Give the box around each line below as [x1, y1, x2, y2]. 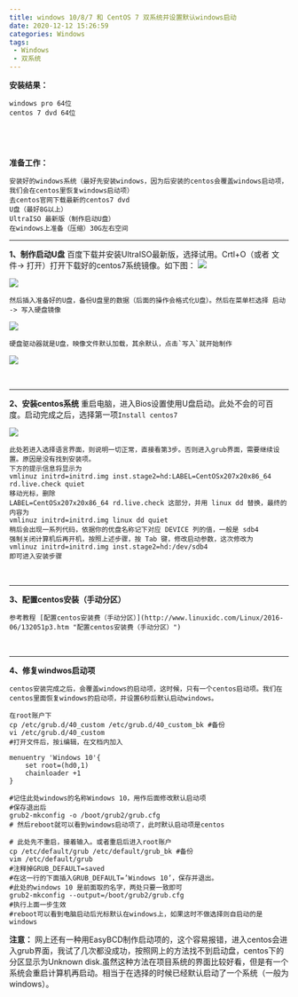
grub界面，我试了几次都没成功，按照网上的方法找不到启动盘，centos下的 [16, 945, 285, 955]
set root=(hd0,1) [25, 761, 90, 770]
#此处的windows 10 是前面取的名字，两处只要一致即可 [9, 882, 183, 892]
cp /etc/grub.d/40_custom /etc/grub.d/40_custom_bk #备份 [9, 720, 225, 729]
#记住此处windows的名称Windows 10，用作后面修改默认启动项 [9, 794, 207, 803]
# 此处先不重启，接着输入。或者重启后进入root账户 [9, 837, 172, 846]
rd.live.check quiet [9, 479, 86, 488]
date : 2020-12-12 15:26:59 [9, 21, 109, 30]
